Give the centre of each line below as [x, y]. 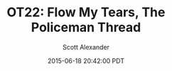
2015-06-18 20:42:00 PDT [86, 60]
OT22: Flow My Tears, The [86, 12]
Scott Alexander [86, 47]
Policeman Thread [86, 27]
